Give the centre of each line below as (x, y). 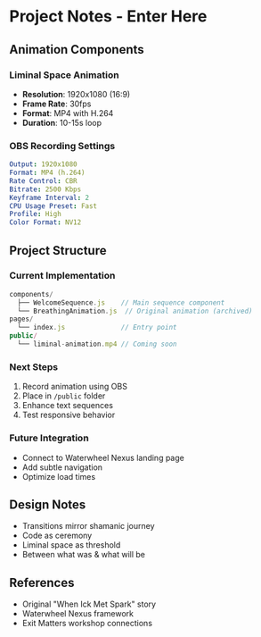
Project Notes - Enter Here (108, 17)
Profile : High (36, 214)
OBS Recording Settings (62, 146)
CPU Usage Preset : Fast (53, 206)
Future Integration (49, 438)
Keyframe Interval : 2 (49, 197)
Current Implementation (62, 276)
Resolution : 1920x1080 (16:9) (76, 94)
